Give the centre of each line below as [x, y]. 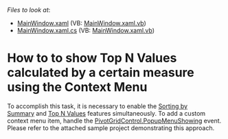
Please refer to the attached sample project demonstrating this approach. [111, 128]
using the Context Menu [77, 87]
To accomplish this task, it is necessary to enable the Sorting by [97, 106]
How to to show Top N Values [92, 58]
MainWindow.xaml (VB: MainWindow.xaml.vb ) [81, 23]
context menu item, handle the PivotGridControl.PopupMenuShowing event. [114, 121]
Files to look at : [29, 10]
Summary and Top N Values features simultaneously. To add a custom [106, 113]
